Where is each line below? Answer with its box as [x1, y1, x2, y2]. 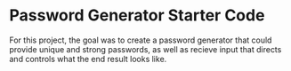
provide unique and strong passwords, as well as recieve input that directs [9, 43, 282, 54]
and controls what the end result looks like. [9, 53, 167, 64]
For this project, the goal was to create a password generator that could [9, 35, 272, 45]
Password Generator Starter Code [9, 5, 265, 26]
